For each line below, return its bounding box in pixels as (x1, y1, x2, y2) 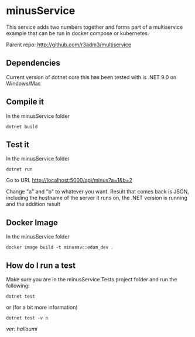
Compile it (6, 97, 45, 107)
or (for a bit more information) (6, 304, 78, 311)
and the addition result (6, 200, 60, 207)
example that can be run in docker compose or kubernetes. (6, 29, 149, 36)
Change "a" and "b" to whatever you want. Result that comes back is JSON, (6, 188, 189, 195)
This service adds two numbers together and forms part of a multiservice (6, 23, 183, 30)
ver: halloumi (6, 325, 37, 332)
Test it (6, 139, 29, 149)
